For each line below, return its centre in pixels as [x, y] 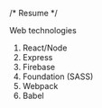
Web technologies [43, 30]
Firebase [39, 67]
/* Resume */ [34, 13]
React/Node [45, 48]
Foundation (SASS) [58, 76]
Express [37, 57]
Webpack [40, 86]
